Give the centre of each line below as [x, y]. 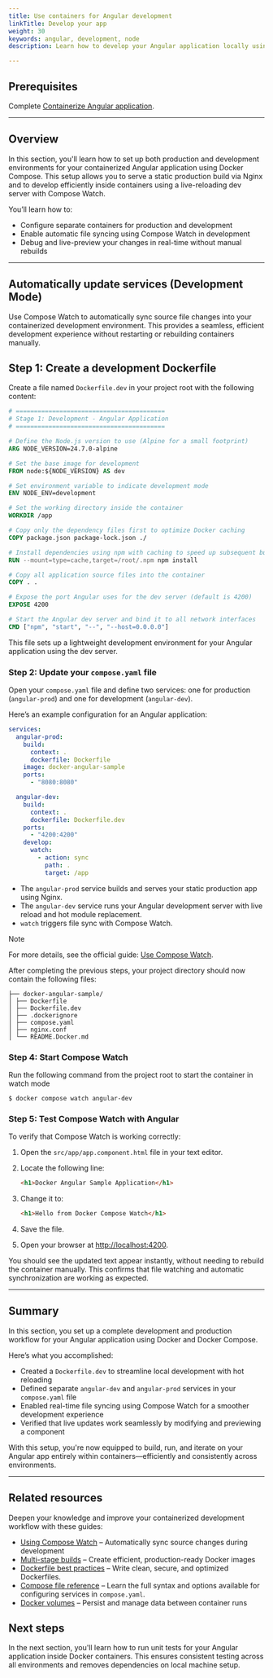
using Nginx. [41, 897]
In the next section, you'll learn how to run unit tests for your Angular [123, 1648]
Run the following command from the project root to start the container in [131, 1074]
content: [22, 397]
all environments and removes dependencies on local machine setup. [125, 1665]
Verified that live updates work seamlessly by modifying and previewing [141, 1423]
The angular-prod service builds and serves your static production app [139, 888]
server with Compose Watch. [57, 193]
